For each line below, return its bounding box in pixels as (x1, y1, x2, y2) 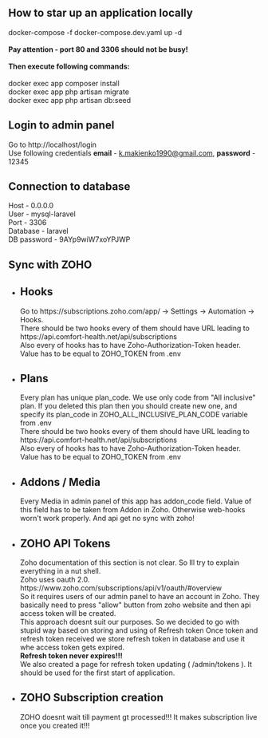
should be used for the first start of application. (19, 668, 175, 677)
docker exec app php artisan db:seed (8, 95, 132, 105)
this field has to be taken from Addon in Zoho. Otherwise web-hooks (19, 505, 246, 515)
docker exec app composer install (8, 78, 120, 88)
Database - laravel (8, 227, 69, 236)
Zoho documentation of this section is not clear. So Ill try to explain (19, 558, 240, 567)
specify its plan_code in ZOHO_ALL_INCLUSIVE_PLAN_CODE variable (19, 410, 249, 420)
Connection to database (8, 180, 131, 194)
